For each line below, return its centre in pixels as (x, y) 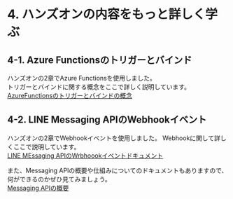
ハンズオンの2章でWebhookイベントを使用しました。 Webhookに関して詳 (114, 138)
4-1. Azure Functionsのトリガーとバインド (100, 60)
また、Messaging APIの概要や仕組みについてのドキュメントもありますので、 (118, 170)
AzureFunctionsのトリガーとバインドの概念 (70, 96)
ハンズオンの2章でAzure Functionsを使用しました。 (82, 78)
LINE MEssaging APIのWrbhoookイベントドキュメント (85, 156)
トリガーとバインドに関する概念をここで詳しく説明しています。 (99, 87)
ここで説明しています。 (47, 146)
